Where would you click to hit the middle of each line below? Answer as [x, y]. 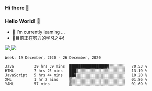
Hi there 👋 [17, 8]
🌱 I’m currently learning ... [39, 32]
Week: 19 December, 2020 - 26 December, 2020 [53, 58]
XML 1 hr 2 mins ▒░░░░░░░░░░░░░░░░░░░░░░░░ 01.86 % [76, 80]
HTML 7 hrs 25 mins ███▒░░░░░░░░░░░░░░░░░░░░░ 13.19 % [76, 71]
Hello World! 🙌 [23, 21]
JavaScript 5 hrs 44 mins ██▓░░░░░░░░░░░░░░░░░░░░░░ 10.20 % [76, 75]
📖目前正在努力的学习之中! [38, 38]
